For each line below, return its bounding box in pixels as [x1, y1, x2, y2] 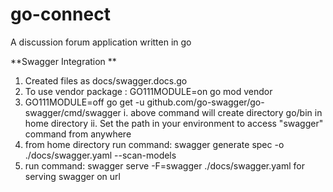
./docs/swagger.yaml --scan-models [24, 149, 177, 161]
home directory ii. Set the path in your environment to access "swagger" [24, 117, 324, 129]
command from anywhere [24, 128, 132, 140]
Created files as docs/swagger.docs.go [24, 74, 188, 87]
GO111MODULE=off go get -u [24, 96, 145, 108]
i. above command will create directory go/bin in [123, 106, 323, 118]
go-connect [10, 3, 111, 26]
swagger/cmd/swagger [24, 106, 122, 118]
